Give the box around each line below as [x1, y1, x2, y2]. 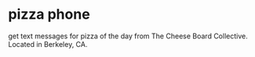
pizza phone [8, 5, 90, 23]
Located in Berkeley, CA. [8, 39, 88, 48]
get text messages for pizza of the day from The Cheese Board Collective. [8, 31, 249, 41]
